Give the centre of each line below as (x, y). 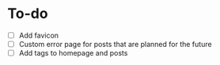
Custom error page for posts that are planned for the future (115, 44)
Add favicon (39, 35)
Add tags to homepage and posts (73, 53)
